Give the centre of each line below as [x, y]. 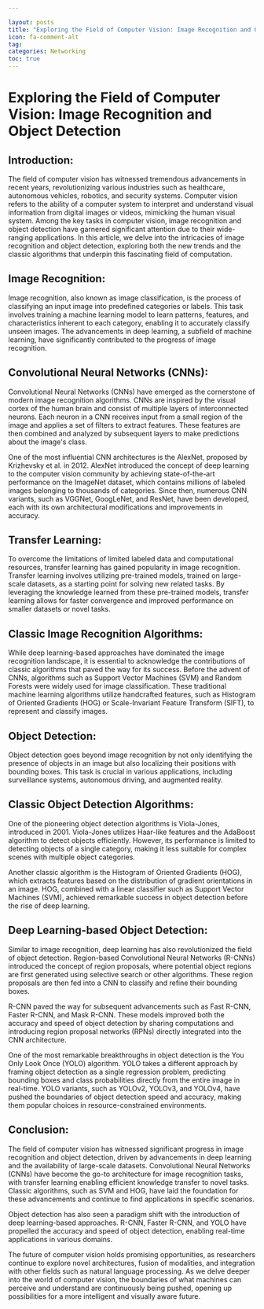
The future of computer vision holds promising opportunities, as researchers [132, 1254]
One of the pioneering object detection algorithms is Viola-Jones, [114, 823]
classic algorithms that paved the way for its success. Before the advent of [129, 670]
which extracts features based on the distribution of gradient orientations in [130, 881]
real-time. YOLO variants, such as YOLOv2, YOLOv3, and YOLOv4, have [124, 1088]
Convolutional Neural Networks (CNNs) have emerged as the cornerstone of [132, 392]
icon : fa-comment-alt [44, 37]
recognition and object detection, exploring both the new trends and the [125, 246]
